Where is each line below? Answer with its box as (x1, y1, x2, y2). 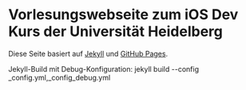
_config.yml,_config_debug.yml (8, 72, 111, 82)
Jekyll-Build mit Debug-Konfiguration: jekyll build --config (8, 64, 200, 73)
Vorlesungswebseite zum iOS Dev (8, 6, 239, 24)
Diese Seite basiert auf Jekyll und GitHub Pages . (8, 49, 169, 58)
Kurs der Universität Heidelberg (8, 22, 224, 41)
